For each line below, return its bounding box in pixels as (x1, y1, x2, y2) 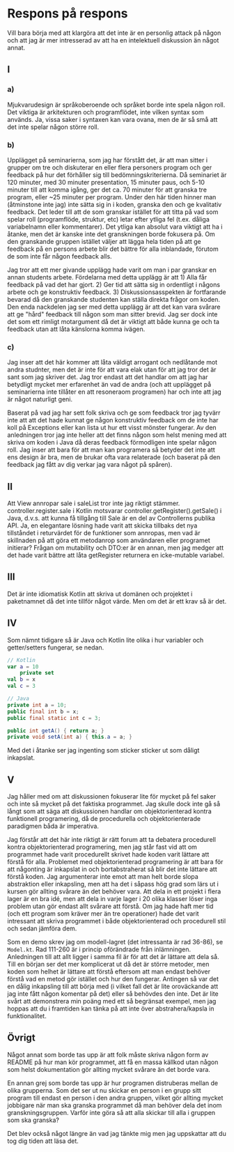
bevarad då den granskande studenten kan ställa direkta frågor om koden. (7, 295, 221, 303)
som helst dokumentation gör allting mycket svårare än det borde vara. (7, 1065, 211, 1073)
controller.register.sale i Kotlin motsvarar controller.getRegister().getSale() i (7, 507, 222, 515)
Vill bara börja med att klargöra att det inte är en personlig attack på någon (7, 29, 221, 37)
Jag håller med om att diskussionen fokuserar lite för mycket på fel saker (7, 792, 216, 801)
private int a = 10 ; (7, 701, 68, 709)
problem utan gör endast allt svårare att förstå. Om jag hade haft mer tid (7, 902, 214, 911)
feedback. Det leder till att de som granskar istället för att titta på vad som (7, 208, 219, 216)
